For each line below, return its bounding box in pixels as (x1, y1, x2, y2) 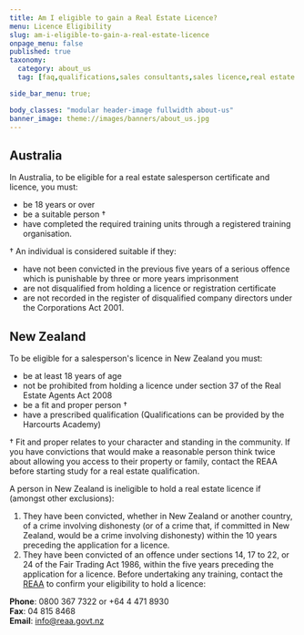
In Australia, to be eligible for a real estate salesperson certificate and (9, 172, 270, 183)
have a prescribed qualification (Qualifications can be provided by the (22, 409, 285, 420)
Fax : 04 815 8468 (9, 606, 76, 616)
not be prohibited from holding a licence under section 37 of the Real (22, 380, 282, 391)
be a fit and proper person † (22, 400, 127, 410)
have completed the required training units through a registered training (22, 219, 291, 230)
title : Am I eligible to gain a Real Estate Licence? (9, 13, 218, 23)
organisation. (22, 229, 73, 240)
